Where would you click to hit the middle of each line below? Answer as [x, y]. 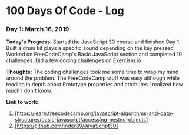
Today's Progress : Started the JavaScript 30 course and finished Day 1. [93, 42]
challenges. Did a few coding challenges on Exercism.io [74, 60]
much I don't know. [29, 91]
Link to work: [22, 102]
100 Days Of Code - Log [65, 11]
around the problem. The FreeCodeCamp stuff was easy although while [93, 78]
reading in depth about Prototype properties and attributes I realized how [95, 85]
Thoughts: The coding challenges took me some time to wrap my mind [92, 72]
